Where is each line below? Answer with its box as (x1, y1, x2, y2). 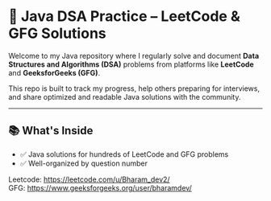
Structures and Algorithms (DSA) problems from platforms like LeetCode (8, 59, 254, 69)
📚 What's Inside (8, 124, 94, 137)
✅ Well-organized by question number (19, 158, 148, 168)
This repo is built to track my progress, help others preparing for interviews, (8, 84, 261, 93)
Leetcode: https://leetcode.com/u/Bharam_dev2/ (8, 174, 171, 184)
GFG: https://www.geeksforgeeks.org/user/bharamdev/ (8, 183, 192, 192)
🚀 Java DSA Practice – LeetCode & (8, 7, 240, 26)
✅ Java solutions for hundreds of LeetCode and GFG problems (19, 149, 229, 159)
